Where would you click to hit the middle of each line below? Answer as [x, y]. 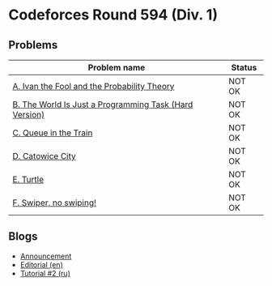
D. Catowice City [45, 156]
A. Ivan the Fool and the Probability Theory [93, 86]
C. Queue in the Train [53, 133]
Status [244, 68]
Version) [29, 115]
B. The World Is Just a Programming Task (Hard [103, 105]
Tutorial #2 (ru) [45, 273]
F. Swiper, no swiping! [55, 203]
